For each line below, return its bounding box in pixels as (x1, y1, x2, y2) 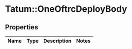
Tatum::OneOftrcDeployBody (5, 3, 127, 15)
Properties (5, 23, 38, 31)
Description (43, 38, 71, 44)
